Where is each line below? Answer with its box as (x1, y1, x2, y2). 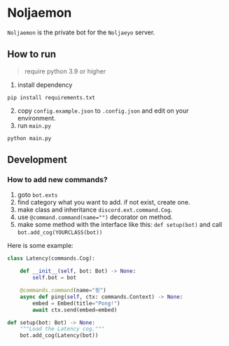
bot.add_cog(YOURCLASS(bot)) (17, 229, 103, 236)
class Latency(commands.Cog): (7, 255, 96, 262)
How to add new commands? (7, 175, 108, 185)
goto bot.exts (17, 191, 58, 199)
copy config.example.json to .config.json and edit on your (17, 106, 189, 115)
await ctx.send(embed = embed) (32, 306, 118, 313)
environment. (17, 113, 56, 122)
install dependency (17, 81, 73, 89)
